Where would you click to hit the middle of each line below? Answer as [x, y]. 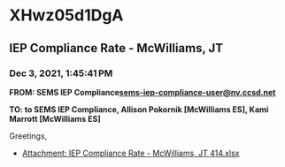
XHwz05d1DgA [66, 15]
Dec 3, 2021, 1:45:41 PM [61, 73]
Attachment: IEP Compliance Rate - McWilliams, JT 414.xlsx [131, 153]
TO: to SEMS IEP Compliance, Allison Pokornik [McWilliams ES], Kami [139, 109]
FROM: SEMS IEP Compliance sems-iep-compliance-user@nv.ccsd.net [142, 92]
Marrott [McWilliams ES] [55, 118]
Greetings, [28, 136]
